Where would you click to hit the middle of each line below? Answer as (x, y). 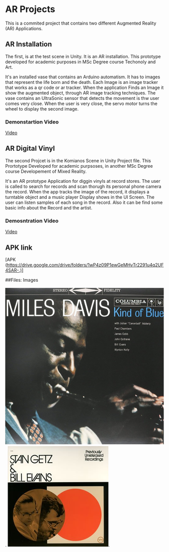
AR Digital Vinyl (30, 148)
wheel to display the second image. (42, 108)
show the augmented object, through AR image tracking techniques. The (80, 93)
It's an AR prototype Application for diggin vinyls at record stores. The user (83, 181)
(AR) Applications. (24, 28)
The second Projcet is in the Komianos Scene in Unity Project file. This (78, 160)
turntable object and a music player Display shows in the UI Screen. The (80, 197)
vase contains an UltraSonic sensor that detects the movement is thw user (82, 98)
